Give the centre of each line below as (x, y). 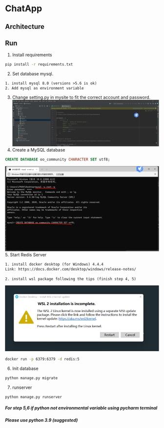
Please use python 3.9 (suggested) (41, 420)
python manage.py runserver (34, 397)
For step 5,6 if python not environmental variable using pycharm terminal (81, 408)
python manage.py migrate (31, 378)
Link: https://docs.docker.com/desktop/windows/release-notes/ (71, 269)
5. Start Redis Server (26, 254)
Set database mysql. (33, 74)
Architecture (25, 27)
